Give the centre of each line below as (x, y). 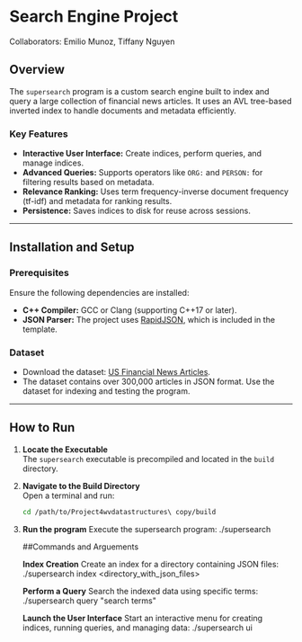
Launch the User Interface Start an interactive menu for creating (142, 618)
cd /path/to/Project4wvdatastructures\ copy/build (119, 512)
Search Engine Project (94, 17)
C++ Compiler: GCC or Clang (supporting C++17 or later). (129, 310)
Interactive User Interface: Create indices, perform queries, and (142, 154)
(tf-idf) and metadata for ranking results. (97, 201)
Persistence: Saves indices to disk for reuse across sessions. (137, 211)
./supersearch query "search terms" (89, 601)
